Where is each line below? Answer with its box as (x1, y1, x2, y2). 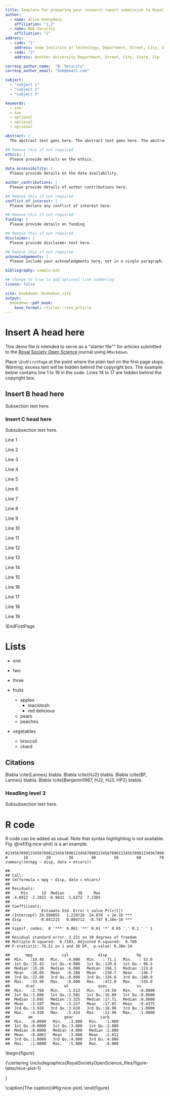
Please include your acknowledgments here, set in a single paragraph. (10, 259, 164, 264)
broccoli (20, 738, 37, 744)
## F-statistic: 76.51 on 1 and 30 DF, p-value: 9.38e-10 (5, 944, 133, 949)
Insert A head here (5, 327, 85, 338)
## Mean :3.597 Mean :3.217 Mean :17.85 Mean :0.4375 (5, 1001, 155, 1006)
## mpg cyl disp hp (5, 953, 142, 958)
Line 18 (5, 603, 20, 610)
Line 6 (5, 486, 19, 492)
